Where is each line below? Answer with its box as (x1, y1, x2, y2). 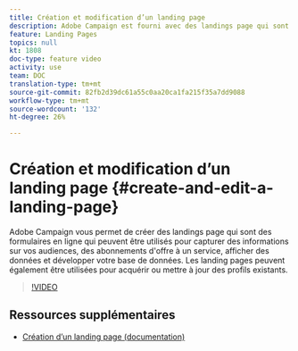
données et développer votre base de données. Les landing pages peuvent (9, 255, 286, 266)
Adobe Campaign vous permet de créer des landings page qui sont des (9, 227, 272, 238)
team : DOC (9, 71, 46, 80)
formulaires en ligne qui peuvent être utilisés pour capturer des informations (9, 236, 289, 247)
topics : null (9, 38, 58, 47)
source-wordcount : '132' (9, 104, 102, 113)
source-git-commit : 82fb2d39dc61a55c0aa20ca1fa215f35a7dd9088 (9, 88, 245, 96)
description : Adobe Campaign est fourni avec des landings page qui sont (9, 21, 290, 30)
